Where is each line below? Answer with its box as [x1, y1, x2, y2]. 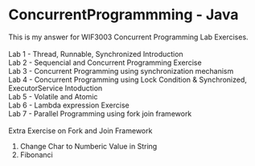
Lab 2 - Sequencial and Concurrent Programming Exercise [8, 58, 203, 67]
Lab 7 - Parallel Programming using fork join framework [8, 108, 192, 118]
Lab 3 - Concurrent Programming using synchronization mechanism [8, 66, 234, 75]
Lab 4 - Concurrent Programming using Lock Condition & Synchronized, [8, 75, 248, 84]
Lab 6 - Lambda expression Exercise [8, 100, 130, 110]
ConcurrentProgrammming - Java [8, 6, 239, 24]
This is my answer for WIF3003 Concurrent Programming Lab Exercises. [8, 32, 249, 42]
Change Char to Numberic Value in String [19, 141, 158, 151]
